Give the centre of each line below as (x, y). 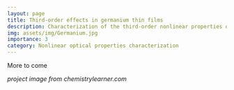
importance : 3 (28, 39)
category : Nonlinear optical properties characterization (93, 46)
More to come (27, 65)
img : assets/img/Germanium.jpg (53, 33)
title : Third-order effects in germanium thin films (85, 20)
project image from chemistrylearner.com (67, 79)
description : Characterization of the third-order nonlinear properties (115, 26)
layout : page (26, 13)
